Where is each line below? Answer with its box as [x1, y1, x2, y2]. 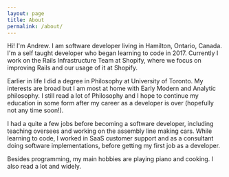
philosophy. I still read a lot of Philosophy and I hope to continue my [7, 92, 199, 100]
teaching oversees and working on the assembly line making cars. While [7, 127, 212, 135]
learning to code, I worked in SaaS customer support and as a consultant [7, 134, 214, 143]
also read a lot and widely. [7, 163, 81, 171]
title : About [7, 17, 45, 23]
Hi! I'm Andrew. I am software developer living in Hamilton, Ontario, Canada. [7, 42, 222, 50]
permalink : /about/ [7, 23, 63, 30]
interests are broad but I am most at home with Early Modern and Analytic [7, 84, 217, 93]
